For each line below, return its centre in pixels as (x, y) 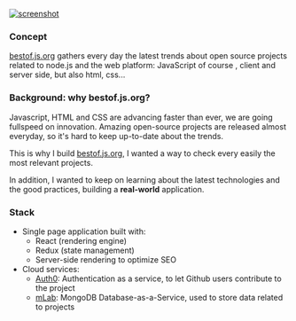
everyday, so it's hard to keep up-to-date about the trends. (117, 136)
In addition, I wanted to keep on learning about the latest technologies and (145, 180)
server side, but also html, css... (67, 74)
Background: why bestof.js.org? (80, 98)
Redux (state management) (85, 250)
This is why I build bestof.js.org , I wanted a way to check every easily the (143, 153)
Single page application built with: (84, 231)
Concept (28, 36)
